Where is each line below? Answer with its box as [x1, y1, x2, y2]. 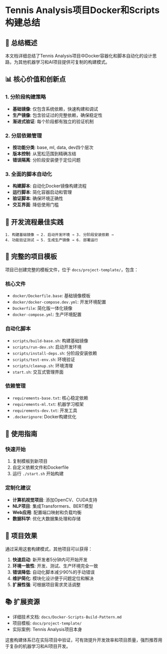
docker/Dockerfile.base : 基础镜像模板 [12, 293, 91, 299]
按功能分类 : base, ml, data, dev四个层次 [12, 144, 94, 150]
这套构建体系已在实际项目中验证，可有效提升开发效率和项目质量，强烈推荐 [5, 637, 158, 643]
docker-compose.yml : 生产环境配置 [12, 311, 82, 318]
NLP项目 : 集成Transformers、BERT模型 [12, 503, 93, 509]
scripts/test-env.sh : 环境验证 [12, 356, 75, 362]
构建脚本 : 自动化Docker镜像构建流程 [12, 183, 87, 189]
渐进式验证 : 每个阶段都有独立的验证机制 [12, 118, 94, 124]
